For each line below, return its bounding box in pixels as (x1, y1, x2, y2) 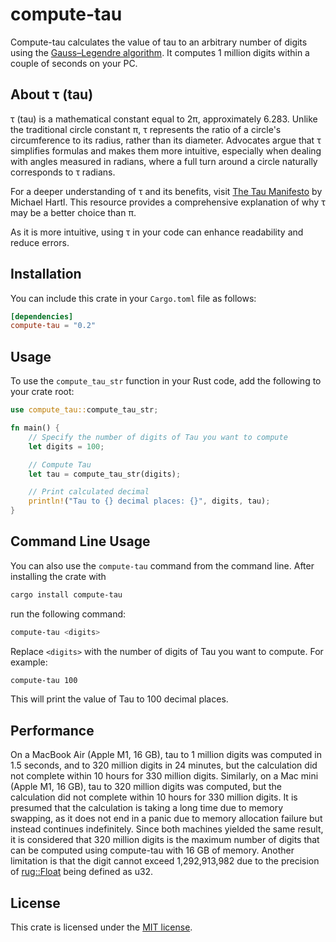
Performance (10, 722, 95, 739)
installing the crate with (10, 570, 107, 582)
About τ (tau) (10, 86, 94, 103)
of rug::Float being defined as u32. (10, 866, 154, 878)
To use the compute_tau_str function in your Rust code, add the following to (10, 375, 322, 387)
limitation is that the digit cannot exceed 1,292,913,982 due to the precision (10, 855, 320, 867)
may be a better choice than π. (10, 206, 137, 218)
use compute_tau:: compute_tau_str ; (10, 405, 159, 415)
